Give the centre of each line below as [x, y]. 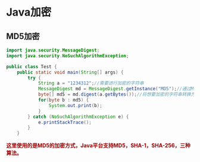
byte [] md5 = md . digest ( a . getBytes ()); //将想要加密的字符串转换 [115, 94]
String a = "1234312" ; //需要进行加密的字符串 [91, 83]
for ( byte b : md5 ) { [63, 100]
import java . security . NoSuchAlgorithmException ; [68, 56]
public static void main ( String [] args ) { [70, 72]
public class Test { [32, 66]
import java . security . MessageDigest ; [53, 50]
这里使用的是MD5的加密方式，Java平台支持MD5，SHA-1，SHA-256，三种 [98, 146]
